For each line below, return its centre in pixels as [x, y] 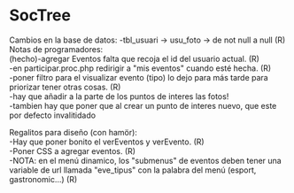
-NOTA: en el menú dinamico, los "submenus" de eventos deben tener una [145, 160]
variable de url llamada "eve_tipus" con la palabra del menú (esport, [133, 170]
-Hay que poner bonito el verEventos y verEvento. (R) [107, 142]
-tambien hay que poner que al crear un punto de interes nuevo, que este [143, 105]
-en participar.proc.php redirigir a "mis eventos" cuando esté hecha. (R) [140, 68]
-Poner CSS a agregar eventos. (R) [72, 151]
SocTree [40, 15]
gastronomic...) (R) [43, 179]
